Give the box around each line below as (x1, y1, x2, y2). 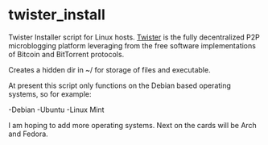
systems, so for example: (8, 89, 92, 98)
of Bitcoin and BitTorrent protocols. (8, 49, 125, 59)
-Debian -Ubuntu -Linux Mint (8, 105, 105, 114)
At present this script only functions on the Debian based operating (8, 81, 232, 90)
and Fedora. (8, 129, 48, 139)
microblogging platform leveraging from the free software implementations (8, 40, 256, 50)
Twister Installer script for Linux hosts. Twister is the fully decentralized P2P (8, 32, 260, 42)
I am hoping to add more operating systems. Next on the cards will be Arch (8, 120, 258, 130)
